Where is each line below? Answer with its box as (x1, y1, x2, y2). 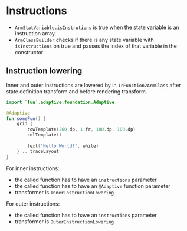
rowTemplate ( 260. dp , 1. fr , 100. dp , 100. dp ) (27, 126, 136, 132)
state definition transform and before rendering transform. (6, 87, 147, 95)
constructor (14, 48, 44, 56)
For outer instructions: (6, 200, 60, 207)
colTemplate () (27, 132, 62, 138)
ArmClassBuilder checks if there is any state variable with (14, 36, 155, 43)
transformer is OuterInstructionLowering (14, 217, 114, 225)
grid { (17, 121, 33, 127)
